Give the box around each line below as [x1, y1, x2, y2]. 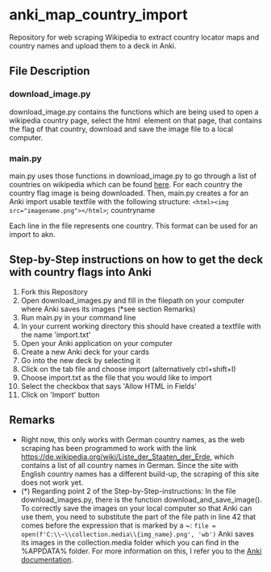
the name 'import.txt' [20, 329, 91, 340]
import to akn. [9, 229, 56, 239]
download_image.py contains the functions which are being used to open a [9, 106, 259, 116]
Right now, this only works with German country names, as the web [20, 434, 245, 445]
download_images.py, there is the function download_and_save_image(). [20, 495, 263, 504]
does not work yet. [20, 478, 84, 487]
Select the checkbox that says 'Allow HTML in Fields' [20, 381, 197, 390]
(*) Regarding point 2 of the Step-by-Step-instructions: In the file [20, 486, 236, 495]
